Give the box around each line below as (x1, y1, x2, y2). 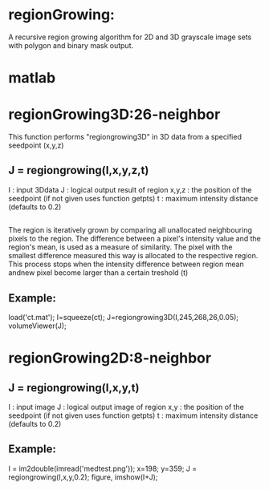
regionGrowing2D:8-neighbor (8, 349, 211, 367)
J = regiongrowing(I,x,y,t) (8, 381, 140, 395)
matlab (8, 69, 56, 87)
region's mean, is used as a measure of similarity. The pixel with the (8, 242, 233, 252)
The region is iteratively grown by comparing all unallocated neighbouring (8, 225, 253, 235)
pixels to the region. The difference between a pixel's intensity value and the (8, 234, 261, 244)
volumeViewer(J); (8, 321, 67, 330)
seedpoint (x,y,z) (8, 140, 64, 150)
